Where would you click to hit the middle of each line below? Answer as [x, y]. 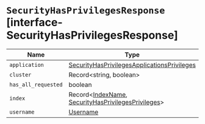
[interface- [34, 22]
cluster [20, 74]
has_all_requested [36, 84]
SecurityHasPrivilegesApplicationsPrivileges [132, 64]
